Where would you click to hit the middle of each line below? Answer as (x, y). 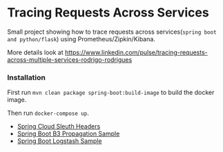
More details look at (35, 52)
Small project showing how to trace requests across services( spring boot (112, 32)
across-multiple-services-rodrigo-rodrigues (70, 59)
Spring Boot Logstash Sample (59, 141)
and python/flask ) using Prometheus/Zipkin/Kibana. (81, 39)
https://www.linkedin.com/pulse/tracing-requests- (136, 52)
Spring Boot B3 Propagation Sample (68, 134)
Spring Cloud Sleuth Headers (59, 127)
